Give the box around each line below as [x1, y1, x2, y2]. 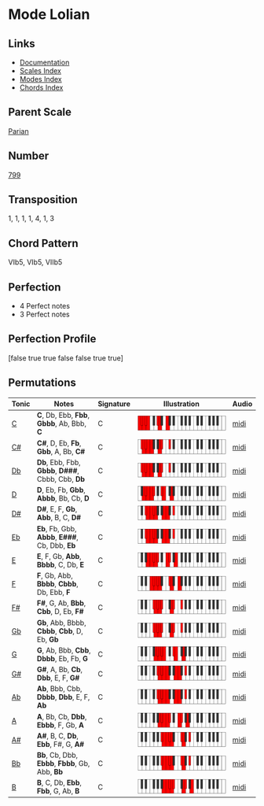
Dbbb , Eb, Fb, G [36, 653, 89, 663]
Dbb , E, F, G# [36, 673, 80, 682]
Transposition [8, 193, 79, 206]
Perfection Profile [8, 332, 97, 346]
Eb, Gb [36, 634, 59, 644]
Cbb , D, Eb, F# [36, 607, 84, 616]
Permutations [8, 376, 76, 390]
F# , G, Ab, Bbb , [36, 598, 86, 608]
